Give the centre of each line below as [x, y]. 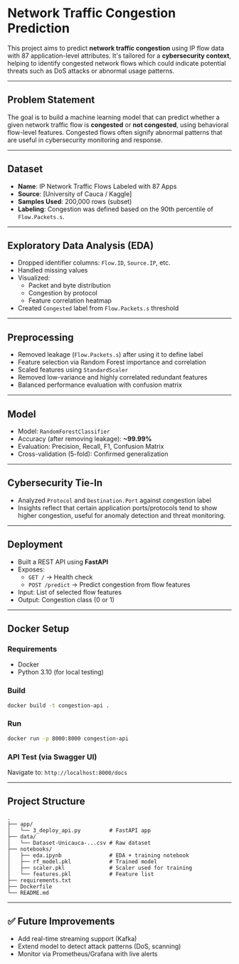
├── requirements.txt [39, 880]
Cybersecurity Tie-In [55, 483]
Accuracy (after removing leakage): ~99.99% [85, 439]
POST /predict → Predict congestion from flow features [109, 584]
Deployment [35, 545]
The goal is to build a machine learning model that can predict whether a [114, 117]
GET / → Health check [60, 577]
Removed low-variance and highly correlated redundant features [112, 377]
